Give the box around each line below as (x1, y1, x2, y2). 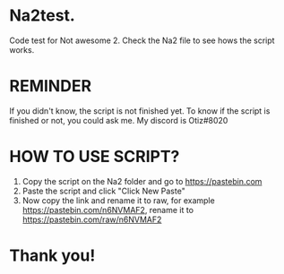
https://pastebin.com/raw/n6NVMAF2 (22, 214, 162, 225)
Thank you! (9, 245, 96, 265)
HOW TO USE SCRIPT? (9, 147, 180, 167)
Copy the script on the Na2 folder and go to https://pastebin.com (22, 176, 262, 186)
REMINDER (9, 76, 92, 97)
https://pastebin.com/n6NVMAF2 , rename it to (22, 204, 194, 215)
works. (9, 44, 35, 55)
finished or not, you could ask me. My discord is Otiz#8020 (9, 115, 228, 125)
